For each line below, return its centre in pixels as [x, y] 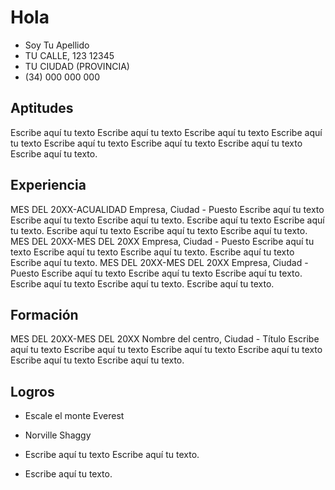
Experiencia [48, 185]
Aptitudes [42, 108]
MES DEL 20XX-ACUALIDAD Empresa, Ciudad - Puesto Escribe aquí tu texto [167, 209]
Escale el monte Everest [74, 416]
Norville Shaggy [58, 435]
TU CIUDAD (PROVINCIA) [77, 66]
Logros [32, 391]
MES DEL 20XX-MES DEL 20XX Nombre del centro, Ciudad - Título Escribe [165, 339]
